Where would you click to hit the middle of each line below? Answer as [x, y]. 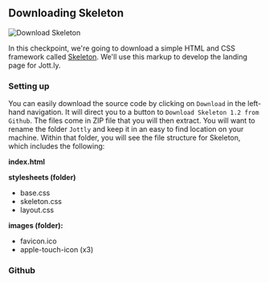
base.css [35, 193]
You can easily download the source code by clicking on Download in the [127, 104]
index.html [27, 162]
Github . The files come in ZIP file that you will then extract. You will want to [132, 121]
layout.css [37, 210]
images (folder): [36, 226]
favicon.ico [39, 241]
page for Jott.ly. [35, 65]
